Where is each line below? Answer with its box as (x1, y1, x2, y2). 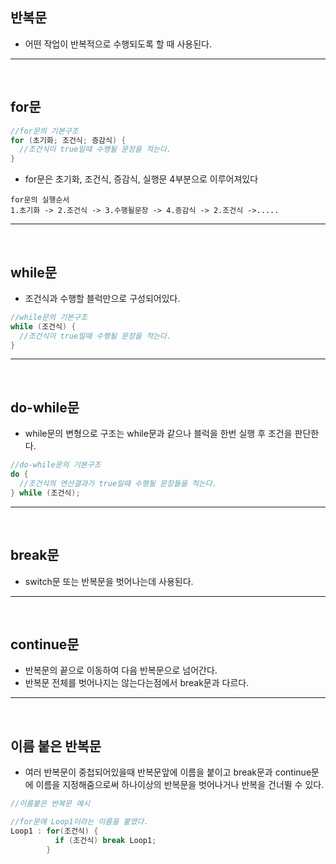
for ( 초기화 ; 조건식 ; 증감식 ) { (10, 135, 127, 145)
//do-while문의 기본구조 (10, 460, 102, 470)
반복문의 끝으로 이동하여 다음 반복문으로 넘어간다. (24, 664, 218, 677)
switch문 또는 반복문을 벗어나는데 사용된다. (24, 575, 194, 587)
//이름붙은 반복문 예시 (10, 799, 91, 809)
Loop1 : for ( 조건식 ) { (10, 826, 99, 836)
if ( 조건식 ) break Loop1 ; (54, 835, 157, 845)
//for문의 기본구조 (10, 126, 79, 136)
